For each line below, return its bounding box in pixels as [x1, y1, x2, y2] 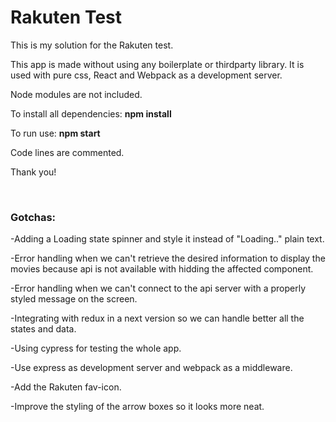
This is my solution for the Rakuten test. [10, 39, 174, 51]
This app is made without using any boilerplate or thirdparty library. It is [10, 58, 305, 70]
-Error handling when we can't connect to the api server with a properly [10, 282, 307, 295]
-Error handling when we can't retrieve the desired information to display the [10, 252, 326, 265]
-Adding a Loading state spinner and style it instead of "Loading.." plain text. [10, 233, 325, 245]
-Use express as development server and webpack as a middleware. [10, 362, 293, 374]
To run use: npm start [10, 127, 101, 139]
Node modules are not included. [10, 88, 143, 100]
